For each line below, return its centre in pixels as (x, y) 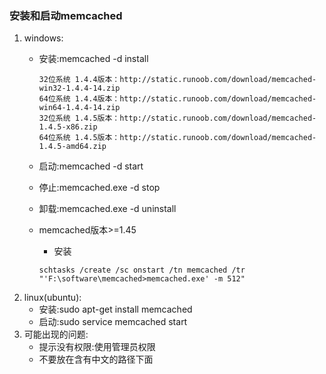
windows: (43, 38)
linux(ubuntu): (52, 298)
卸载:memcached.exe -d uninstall (107, 209)
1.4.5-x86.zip (68, 127)
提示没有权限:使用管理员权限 (97, 347)
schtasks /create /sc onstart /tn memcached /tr (142, 270)
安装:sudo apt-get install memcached (115, 309)
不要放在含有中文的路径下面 (96, 359)
